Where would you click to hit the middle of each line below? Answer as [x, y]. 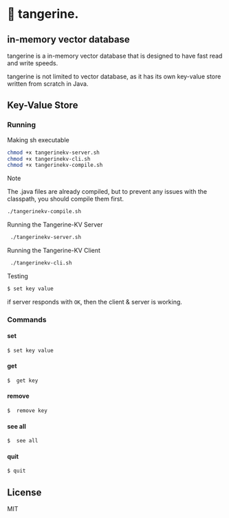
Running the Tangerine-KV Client [54, 251]
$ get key [23, 381]
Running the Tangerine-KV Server [55, 225]
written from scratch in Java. [48, 84]
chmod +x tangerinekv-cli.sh [49, 159]
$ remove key [28, 411]
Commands [27, 319]
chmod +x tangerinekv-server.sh [53, 153]
